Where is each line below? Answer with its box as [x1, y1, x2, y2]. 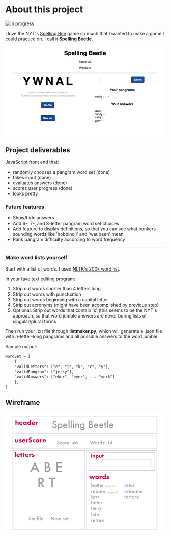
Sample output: [5, 343, 37, 349]
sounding [12, 231, 33, 237]
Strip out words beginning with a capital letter [12, 296, 108, 302]
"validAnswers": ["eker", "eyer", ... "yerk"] [14, 374, 115, 379]
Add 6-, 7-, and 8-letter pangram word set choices [12, 221, 120, 227]
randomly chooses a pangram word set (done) [12, 169, 110, 175]
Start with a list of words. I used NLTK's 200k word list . [5, 265, 121, 272]
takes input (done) [12, 175, 51, 181]
